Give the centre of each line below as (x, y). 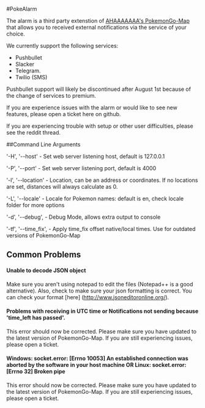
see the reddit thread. (34, 132)
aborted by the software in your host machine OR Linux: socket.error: (96, 365)
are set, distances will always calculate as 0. (62, 186)
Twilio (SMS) (31, 77)
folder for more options (35, 205)
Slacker (25, 64)
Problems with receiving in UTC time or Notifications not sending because (102, 311)
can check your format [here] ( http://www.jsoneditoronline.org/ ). (88, 297)
